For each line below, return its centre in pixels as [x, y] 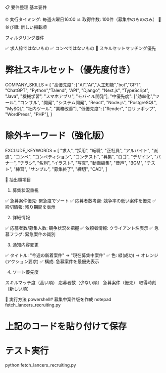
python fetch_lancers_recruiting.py [41, 365]
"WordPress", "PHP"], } [29, 114]
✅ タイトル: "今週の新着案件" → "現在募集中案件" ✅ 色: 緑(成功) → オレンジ [82, 255]
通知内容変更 [25, 245]
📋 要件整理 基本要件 [26, 7]
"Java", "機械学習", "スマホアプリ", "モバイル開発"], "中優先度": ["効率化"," [80, 96]
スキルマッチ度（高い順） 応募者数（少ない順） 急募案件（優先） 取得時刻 [81, 282]
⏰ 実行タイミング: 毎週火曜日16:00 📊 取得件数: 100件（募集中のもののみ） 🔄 [83, 19]
